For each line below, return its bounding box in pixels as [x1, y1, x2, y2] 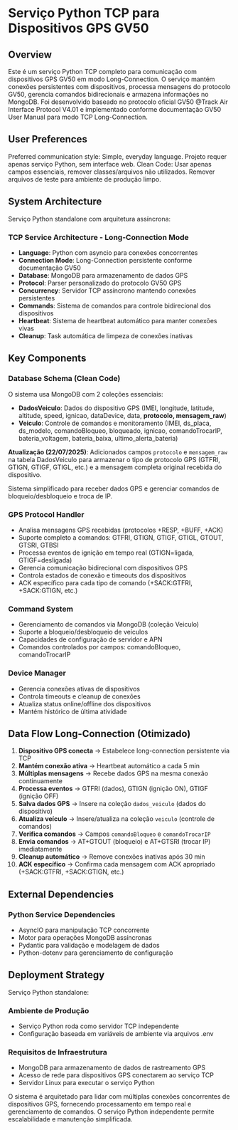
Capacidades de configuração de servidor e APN [18, 635, 163, 644]
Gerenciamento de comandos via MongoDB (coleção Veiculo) [18, 620, 200, 629]
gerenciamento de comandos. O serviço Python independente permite [8, 1107, 215, 1116]
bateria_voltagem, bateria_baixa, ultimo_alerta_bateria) [18, 434, 178, 442]
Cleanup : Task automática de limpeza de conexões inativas [18, 331, 193, 340]
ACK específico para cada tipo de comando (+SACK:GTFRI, [18, 578, 193, 587]
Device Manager [8, 668, 66, 678]
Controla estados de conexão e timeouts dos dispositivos [18, 571, 187, 580]
